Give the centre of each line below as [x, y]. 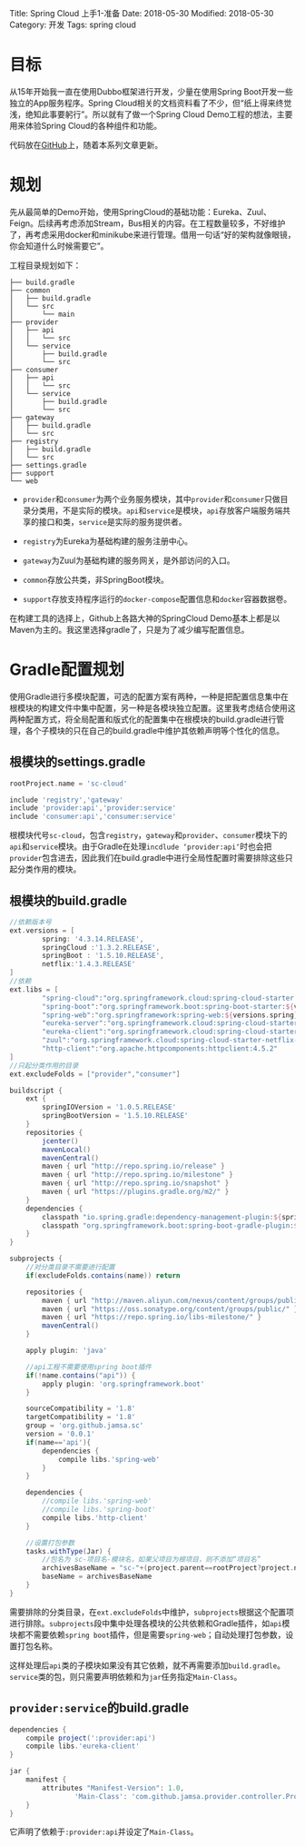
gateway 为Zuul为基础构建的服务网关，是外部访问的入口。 [128, 560]
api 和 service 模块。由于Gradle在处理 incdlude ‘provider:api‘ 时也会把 [141, 846]
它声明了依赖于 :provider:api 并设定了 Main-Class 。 [104, 1831]
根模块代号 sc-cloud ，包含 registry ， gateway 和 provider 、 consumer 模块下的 [148, 835]
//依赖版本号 [30, 922]
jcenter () [60, 1141]
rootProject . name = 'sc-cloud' [69, 784]
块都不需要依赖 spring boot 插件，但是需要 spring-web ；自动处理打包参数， [148, 1634]
